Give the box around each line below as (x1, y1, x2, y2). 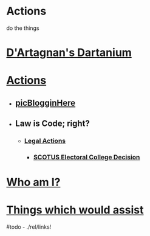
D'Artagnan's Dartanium (6, 46, 132, 60)
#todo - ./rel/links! (6, 223, 52, 231)
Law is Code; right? (15, 119, 90, 129)
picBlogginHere (15, 97, 76, 108)
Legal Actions (24, 137, 66, 145)
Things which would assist (6, 203, 144, 217)
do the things (6, 24, 39, 32)
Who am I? (6, 175, 61, 189)
